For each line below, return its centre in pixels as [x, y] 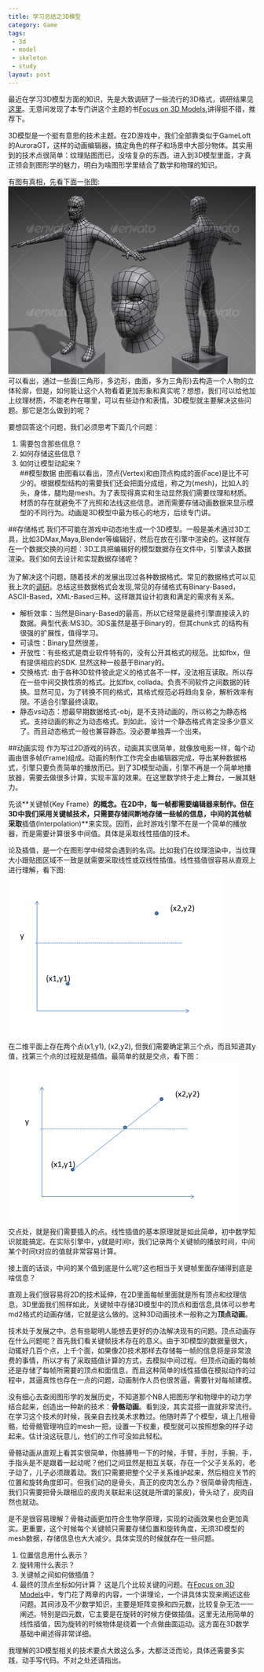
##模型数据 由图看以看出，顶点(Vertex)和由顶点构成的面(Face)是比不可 [134, 473]
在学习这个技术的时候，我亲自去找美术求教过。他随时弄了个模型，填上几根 [128, 1416]
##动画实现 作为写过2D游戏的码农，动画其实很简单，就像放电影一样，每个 [128, 748]
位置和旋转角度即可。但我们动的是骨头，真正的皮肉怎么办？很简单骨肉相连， [132, 1482]
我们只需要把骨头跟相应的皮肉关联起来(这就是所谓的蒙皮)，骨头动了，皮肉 [128, 1492]
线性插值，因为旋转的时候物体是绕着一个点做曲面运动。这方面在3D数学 [134, 1624]
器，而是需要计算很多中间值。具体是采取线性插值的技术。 [101, 834]
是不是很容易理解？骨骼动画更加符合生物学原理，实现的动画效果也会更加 [125, 1519]
